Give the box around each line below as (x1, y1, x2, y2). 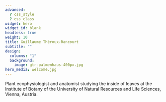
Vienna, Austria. (5, 91, 38, 97)
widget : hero (5, 21, 32, 26)
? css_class (9, 16, 35, 21)
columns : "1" (9, 53, 37, 58)
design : (5, 49, 21, 53)
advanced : (5, 7, 26, 12)
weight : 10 (5, 35, 28, 40)
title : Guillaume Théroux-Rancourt (5, 40, 79, 45)
